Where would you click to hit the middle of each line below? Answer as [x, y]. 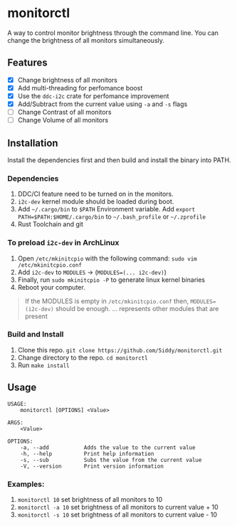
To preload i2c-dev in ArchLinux [63, 243]
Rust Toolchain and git [51, 224]
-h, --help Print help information [87, 453]
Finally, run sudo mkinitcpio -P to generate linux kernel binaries [111, 280]
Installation [33, 143]
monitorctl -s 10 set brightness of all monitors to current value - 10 [117, 515]
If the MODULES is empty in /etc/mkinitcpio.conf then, [107, 301]
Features [27, 63]
